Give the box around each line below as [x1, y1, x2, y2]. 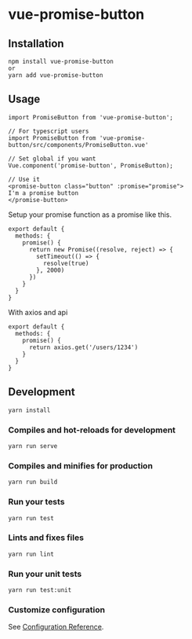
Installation [8, 37, 64, 50]
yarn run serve [8, 442, 58, 450]
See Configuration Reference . [8, 622, 104, 632]
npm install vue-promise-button [8, 57, 114, 65]
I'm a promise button [8, 189, 79, 197]
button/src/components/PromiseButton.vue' [8, 141, 149, 149]
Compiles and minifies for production [8, 460, 153, 471]
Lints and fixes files [8, 532, 85, 543]
